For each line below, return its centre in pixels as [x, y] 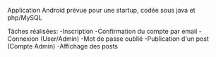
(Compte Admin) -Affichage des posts [63, 46]
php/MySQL [25, 18]
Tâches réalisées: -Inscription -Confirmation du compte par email [102, 31]
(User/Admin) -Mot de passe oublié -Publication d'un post [125, 39]
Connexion [23, 39]
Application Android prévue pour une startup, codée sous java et [101, 10]
